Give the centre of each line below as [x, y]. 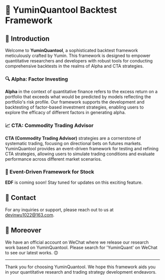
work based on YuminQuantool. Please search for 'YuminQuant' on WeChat [81, 247]
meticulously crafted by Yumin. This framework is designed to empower [78, 56]
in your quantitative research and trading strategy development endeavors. [81, 272]
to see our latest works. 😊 [32, 252]
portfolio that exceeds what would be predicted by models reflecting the [78, 97]
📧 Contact [21, 198]
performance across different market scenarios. [54, 159]
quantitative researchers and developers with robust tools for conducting [79, 61]
